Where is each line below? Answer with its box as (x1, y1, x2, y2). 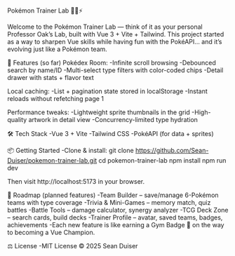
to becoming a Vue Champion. (7, 228, 95, 236)
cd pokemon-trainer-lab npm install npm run (98, 156, 227, 164)
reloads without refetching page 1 (7, 95, 104, 102)
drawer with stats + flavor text (7, 74, 95, 81)
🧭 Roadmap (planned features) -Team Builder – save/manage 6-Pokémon (7, 191, 219, 199)
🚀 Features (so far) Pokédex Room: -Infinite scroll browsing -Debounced (7, 59, 216, 67)
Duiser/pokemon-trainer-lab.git (7, 156, 98, 164)
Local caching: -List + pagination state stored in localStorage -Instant (7, 87, 208, 95)
